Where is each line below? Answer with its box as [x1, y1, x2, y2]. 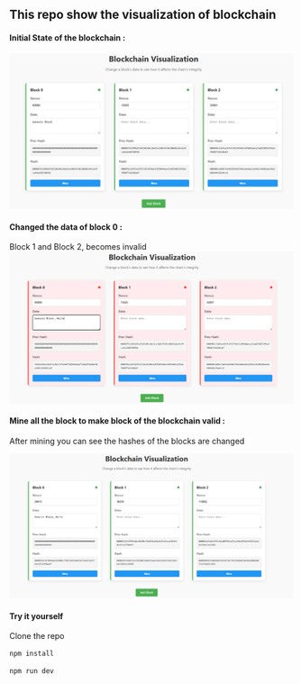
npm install [9, 649, 54, 659]
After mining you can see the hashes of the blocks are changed [9, 435, 245, 446]
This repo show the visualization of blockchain [9, 7, 277, 23]
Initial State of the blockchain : [9, 32, 126, 43]
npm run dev [9, 667, 54, 676]
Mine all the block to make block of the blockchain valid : [9, 415, 225, 426]
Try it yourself [9, 610, 64, 621]
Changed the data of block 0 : [9, 221, 123, 233]
